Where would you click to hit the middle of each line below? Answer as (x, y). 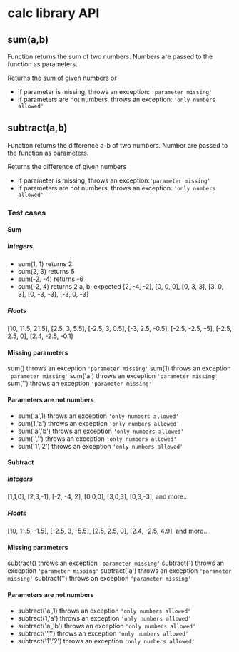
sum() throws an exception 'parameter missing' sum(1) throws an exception (119, 368)
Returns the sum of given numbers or (62, 78)
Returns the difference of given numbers (67, 166)
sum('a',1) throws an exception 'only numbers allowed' (98, 416)
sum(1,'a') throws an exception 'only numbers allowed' (98, 423)
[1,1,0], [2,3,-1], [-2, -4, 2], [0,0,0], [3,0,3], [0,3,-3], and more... (98, 496)
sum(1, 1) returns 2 (45, 264)
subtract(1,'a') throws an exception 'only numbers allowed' (105, 618)
